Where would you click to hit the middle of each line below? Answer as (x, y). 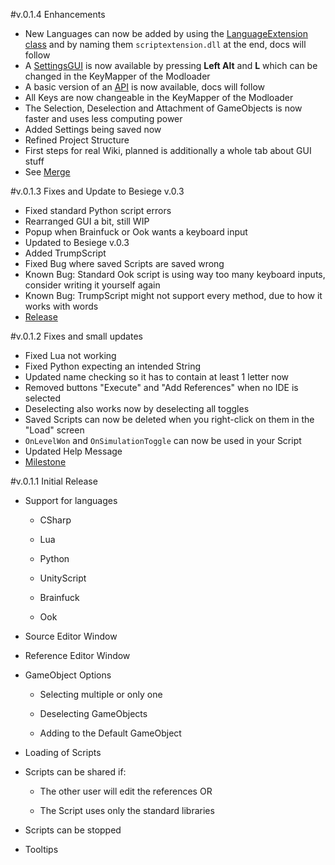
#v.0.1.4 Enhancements (58, 14)
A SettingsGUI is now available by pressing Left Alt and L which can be (171, 65)
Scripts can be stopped (73, 830)
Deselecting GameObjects (93, 713)
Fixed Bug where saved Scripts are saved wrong (124, 263)
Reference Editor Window (77, 655)
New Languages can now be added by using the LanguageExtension (166, 33)
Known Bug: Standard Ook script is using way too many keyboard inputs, (175, 274)
